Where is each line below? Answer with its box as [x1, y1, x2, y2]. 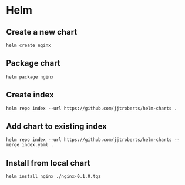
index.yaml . [21, 142, 54, 148]
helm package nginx [6, 74, 54, 80]
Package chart [6, 58, 60, 68]
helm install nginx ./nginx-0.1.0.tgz [6, 174, 101, 180]
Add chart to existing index [6, 122, 107, 132]
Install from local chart [6, 158, 90, 168]
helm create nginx [6, 42, 51, 48]
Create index [6, 90, 54, 100]
